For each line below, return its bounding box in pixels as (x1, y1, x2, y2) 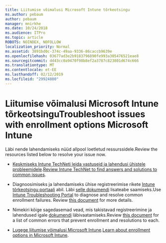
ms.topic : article (5, 35, 43, 40)
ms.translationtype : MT (5, 63, 55, 68)
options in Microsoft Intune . (12, 232, 69, 238)
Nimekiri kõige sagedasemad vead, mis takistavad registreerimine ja (12, 207, 152, 213)
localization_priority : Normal (5, 44, 70, 49)
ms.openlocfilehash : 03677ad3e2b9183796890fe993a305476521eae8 (5, 53, 139, 59)
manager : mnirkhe (5, 21, 41, 26)
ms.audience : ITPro (5, 30, 46, 35)
